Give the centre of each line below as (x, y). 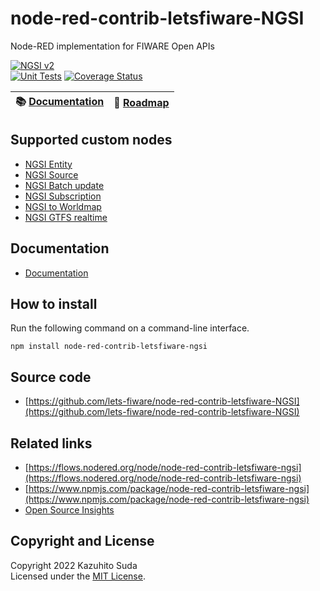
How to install (54, 303)
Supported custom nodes (91, 140)
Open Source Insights (69, 510)
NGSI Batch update (64, 185)
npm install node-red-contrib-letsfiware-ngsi (109, 347)
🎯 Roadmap (141, 103)
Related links (51, 443)
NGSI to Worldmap (63, 206)
